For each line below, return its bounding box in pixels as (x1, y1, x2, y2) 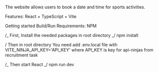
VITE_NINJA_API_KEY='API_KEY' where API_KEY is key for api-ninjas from (5, 47, 154, 53)
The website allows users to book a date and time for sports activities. (5, 4, 145, 10)
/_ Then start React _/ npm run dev (5, 62, 74, 67)
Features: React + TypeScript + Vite (5, 14, 77, 19)
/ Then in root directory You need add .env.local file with (5, 42, 118, 48)
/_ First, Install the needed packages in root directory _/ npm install (5, 33, 139, 38)
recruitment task (5, 52, 38, 58)
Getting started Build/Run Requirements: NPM (5, 23, 97, 29)
